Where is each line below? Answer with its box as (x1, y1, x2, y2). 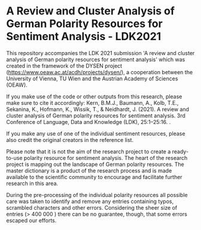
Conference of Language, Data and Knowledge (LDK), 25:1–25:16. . (6, 118, 171, 125)
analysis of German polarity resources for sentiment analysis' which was (6, 56, 185, 63)
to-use (6, 154, 23, 161)
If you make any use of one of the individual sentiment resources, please (6, 130, 185, 137)
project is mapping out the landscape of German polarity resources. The (6, 161, 184, 168)
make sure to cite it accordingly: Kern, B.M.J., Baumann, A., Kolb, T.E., (6, 99, 179, 106)
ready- (172, 148, 189, 155)
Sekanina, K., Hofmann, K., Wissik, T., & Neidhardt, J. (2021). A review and (6, 105, 190, 113)
